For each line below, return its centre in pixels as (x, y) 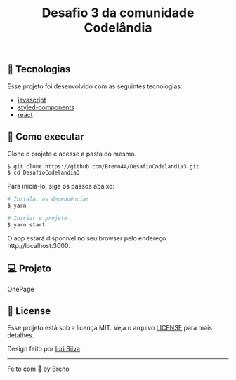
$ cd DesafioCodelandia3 (44, 173)
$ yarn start (26, 225)
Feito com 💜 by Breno (38, 369)
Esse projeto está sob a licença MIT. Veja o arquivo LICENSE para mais (110, 328)
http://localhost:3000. (39, 245)
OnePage (21, 289)
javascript (32, 100)
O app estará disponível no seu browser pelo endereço (87, 238)
